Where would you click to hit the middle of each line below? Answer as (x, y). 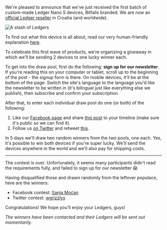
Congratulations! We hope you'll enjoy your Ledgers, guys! (65, 207)
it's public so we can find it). (41, 123)
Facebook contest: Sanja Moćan (45, 192)
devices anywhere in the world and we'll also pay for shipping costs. (75, 148)
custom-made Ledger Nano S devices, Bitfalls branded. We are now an (78, 12)
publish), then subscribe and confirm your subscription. (62, 93)
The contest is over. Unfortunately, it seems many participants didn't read (80, 163)
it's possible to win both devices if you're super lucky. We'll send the (75, 143)
